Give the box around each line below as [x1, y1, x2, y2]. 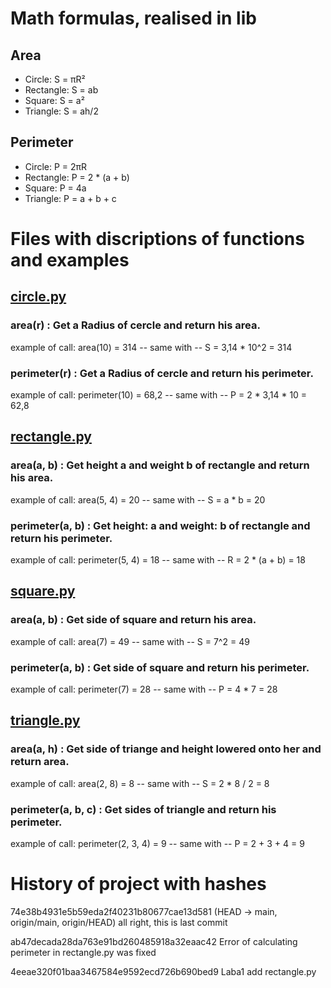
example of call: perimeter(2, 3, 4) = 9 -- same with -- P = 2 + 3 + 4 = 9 [10, 837, 305, 849]
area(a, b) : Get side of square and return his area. [10, 613, 257, 627]
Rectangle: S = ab [24, 84, 99, 96]
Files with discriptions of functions [10, 228, 305, 250]
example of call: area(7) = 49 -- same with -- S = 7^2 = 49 [10, 635, 250, 647]
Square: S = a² [24, 95, 85, 106]
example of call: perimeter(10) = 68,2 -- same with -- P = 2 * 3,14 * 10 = [10, 388, 308, 401]
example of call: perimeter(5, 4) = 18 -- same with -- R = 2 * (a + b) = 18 [10, 553, 306, 566]
